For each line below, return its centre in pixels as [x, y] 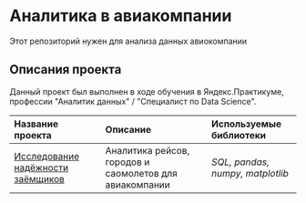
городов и [127, 162]
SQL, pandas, [240, 162]
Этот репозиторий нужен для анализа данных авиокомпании [128, 41]
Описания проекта [66, 70]
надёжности [41, 167]
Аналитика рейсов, [148, 150]
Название [36, 124]
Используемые [246, 124]
